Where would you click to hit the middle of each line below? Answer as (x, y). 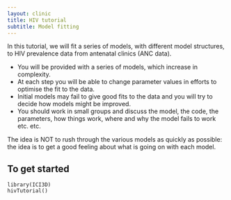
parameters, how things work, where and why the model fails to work (117, 119)
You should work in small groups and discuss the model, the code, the (118, 111)
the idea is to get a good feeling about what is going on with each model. (112, 147)
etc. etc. (29, 126)
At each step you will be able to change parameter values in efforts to (117, 82)
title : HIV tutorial (37, 20)
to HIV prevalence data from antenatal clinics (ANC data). (89, 53)
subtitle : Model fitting (43, 26)
